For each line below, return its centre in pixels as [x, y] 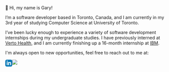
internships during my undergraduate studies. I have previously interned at [83, 38]
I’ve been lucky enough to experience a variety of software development [81, 32]
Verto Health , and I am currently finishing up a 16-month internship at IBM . [82, 43]
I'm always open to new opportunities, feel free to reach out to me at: [77, 53]
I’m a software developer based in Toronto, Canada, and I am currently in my [85, 17]
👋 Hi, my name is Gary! [29, 8]
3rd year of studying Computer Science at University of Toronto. [72, 23]
